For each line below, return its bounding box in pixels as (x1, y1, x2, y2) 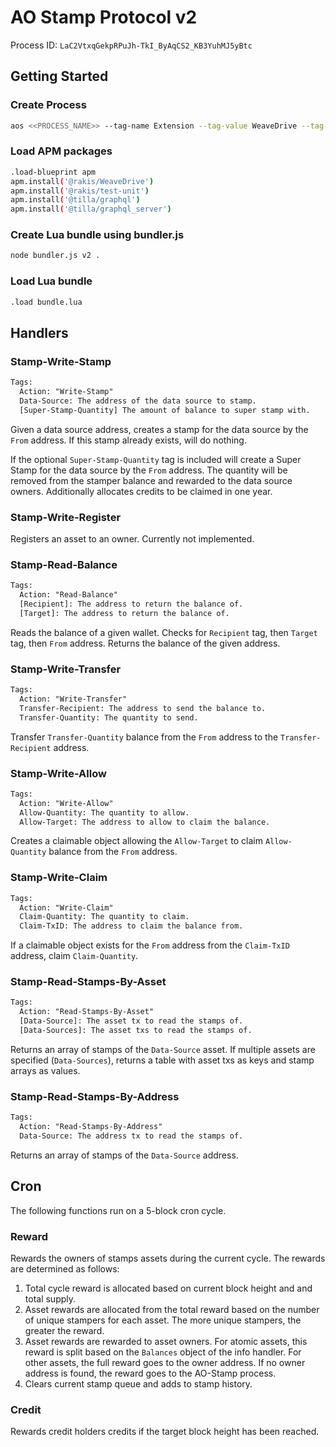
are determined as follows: (10, 1263, 120, 1275)
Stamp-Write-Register (10, 510, 122, 524)
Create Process (10, 98, 87, 112)
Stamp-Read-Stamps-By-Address (10, 1089, 180, 1103)
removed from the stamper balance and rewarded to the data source (10, 474, 293, 486)
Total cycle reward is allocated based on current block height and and (24, 1282, 313, 1295)
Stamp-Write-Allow (10, 766, 107, 780)
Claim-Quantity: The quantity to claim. (19, 912, 190, 922)
